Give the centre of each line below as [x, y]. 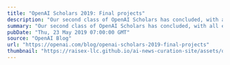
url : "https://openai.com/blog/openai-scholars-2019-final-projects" [108, 45]
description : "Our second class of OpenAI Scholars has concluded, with [113, 20]
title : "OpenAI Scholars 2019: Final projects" [76, 13]
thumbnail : [23, 51]
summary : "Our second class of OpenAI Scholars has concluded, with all [113, 26]
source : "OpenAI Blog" [39, 39]
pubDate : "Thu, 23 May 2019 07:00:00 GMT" [68, 32]
